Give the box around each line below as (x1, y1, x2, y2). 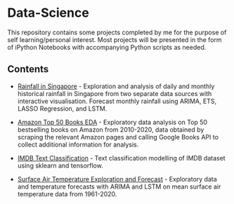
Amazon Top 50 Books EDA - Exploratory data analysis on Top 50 (17, 118, 208, 126)
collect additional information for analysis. (17, 140, 139, 149)
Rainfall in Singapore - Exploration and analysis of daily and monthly (17, 82, 215, 90)
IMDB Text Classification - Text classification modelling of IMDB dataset (17, 154, 226, 162)
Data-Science (7, 5, 89, 21)
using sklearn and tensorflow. (17, 161, 103, 170)
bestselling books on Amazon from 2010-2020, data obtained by (17, 125, 204, 134)
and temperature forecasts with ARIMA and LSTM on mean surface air (17, 182, 221, 191)
